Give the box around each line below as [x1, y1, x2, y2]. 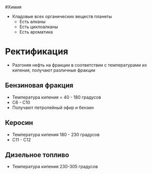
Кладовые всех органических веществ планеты [12, 14, 112, 19]
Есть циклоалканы [19, 24, 58, 30]
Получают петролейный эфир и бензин [12, 104, 94, 110]
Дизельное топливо [5, 151, 69, 159]
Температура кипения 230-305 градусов [12, 164, 98, 170]
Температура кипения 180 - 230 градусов [12, 131, 100, 138]
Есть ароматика [19, 29, 53, 35]
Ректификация [5, 46, 68, 57]
